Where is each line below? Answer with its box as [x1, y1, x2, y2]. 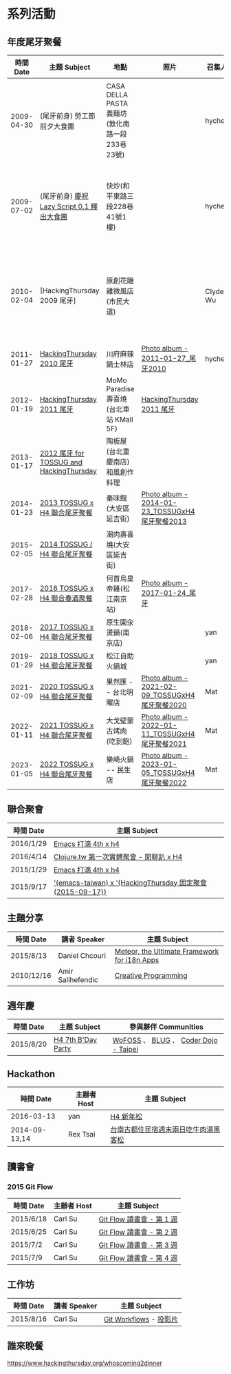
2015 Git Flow [7, 1181, 54, 1191]
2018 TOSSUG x [39, 651, 94, 660]
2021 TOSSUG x [39, 720, 94, 730]
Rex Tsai [68, 1130, 96, 1139]
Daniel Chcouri [58, 950, 107, 960]
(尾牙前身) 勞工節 [39, 111, 96, 121]
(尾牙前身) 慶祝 [39, 191, 89, 201]
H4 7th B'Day [54, 1035, 98, 1045]
